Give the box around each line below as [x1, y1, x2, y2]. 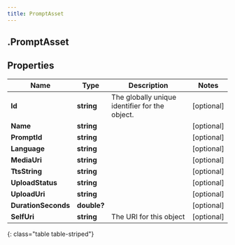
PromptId [10, 132, 43, 142]
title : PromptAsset [7, 10, 64, 17]
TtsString [10, 166, 43, 176]
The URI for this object [111, 211, 185, 221]
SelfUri [10, 211, 35, 221]
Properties [7, 60, 55, 72]
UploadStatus [10, 177, 57, 187]
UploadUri [10, 189, 45, 199]
